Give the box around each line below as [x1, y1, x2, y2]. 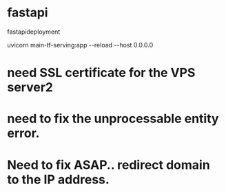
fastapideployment [7, 27, 61, 36]
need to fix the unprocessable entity [7, 111, 219, 126]
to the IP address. [7, 172, 110, 187]
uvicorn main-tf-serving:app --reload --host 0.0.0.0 [7, 41, 154, 49]
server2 [7, 80, 54, 95]
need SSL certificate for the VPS [7, 65, 196, 80]
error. [7, 126, 40, 142]
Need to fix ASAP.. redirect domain [7, 157, 210, 172]
